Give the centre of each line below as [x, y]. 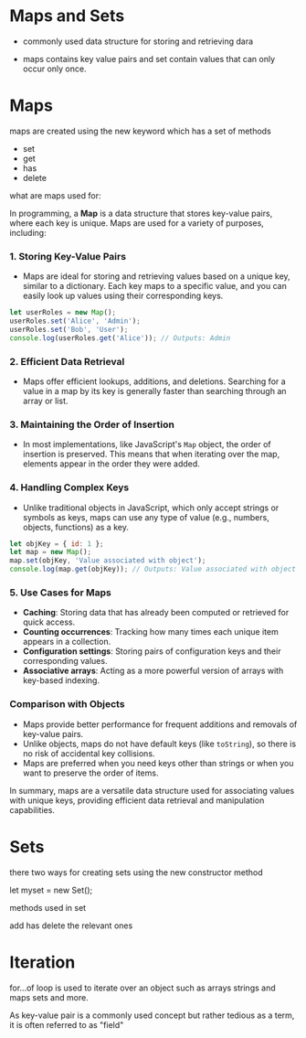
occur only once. [54, 69]
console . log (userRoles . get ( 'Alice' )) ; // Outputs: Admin [120, 338]
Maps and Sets [67, 16]
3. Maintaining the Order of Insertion [92, 424]
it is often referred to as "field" [67, 1024]
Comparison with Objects [67, 704]
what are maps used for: [55, 195]
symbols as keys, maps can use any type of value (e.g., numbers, [146, 517]
